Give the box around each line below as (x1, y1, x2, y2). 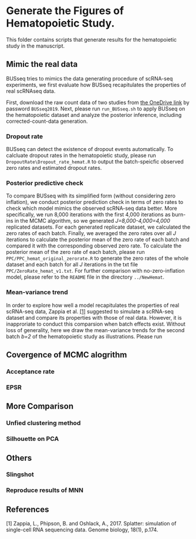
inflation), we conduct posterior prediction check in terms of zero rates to (6, 199, 184, 206)
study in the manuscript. (6, 42, 65, 49)
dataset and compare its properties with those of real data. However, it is (6, 314, 182, 321)
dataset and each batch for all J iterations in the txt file (6, 261, 138, 268)
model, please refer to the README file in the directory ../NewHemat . (6, 273, 165, 280)
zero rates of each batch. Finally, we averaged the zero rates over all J (6, 230, 176, 237)
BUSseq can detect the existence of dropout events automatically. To (6, 146, 174, 153)
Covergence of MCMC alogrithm (6, 350, 127, 360)
